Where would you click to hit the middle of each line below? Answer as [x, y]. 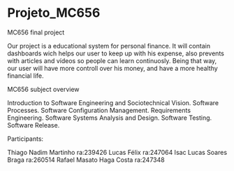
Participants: [25, 139]
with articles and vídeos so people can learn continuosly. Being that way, [112, 60]
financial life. [25, 76]
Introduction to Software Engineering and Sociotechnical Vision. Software [113, 102]
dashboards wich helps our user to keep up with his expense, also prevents [116, 53]
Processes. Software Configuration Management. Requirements [99, 110]
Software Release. [34, 125]
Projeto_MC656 [54, 13]
